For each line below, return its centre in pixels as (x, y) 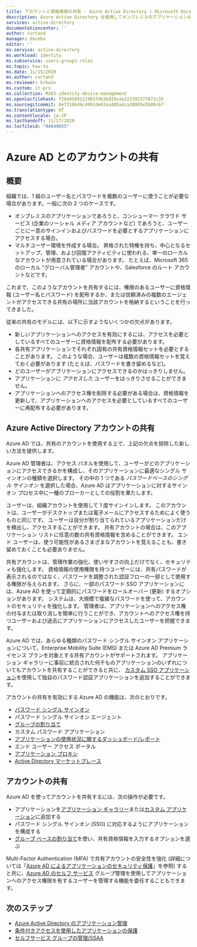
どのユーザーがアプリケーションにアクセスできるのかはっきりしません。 (101, 371)
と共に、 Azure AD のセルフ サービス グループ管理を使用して (79, 873)
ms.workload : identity (34, 55)
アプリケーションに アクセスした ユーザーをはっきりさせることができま (101, 378)
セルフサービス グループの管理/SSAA (59, 938)
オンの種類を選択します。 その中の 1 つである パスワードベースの (94, 478)
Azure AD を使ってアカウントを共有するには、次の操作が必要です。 (87, 796)
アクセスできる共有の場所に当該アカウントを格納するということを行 (103, 302)
